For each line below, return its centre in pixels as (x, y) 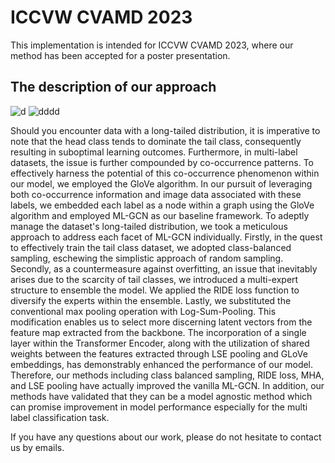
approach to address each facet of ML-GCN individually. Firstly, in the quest (166, 237)
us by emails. (37, 447)
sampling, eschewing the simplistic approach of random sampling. (147, 258)
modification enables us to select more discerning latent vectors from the (161, 322)
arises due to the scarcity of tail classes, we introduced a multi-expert (154, 279)
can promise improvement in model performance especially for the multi (159, 407)
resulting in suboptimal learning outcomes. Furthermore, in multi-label (154, 152)
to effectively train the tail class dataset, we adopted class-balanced (151, 247)
